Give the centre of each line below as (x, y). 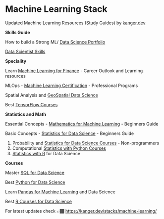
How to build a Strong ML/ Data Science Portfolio (55, 42)
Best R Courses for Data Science (38, 201)
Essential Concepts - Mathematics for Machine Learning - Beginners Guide (82, 124)
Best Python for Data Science (35, 182)
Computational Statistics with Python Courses (59, 148)
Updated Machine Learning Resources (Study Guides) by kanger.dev (75, 23)
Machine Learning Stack (56, 9)
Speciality (16, 61)
